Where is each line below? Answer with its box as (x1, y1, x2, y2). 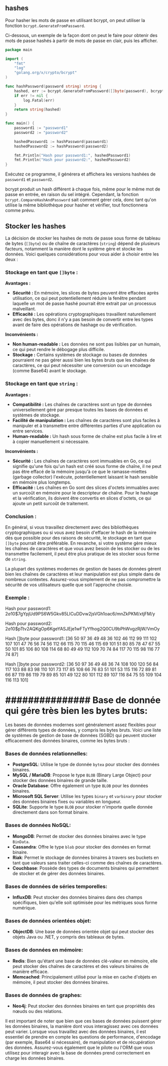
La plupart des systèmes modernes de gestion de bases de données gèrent (5, 565, 161, 571)
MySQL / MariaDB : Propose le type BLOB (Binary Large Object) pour (12, 772, 151, 778)
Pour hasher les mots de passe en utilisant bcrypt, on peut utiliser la (5, 17, 145, 23)
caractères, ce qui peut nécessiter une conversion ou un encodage (12, 362, 151, 368)
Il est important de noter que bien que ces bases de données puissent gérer (5, 1017, 161, 1024)
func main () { (5, 121, 35, 126)
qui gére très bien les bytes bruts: (5, 705, 148, 716)
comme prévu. (5, 207, 35, 213)
